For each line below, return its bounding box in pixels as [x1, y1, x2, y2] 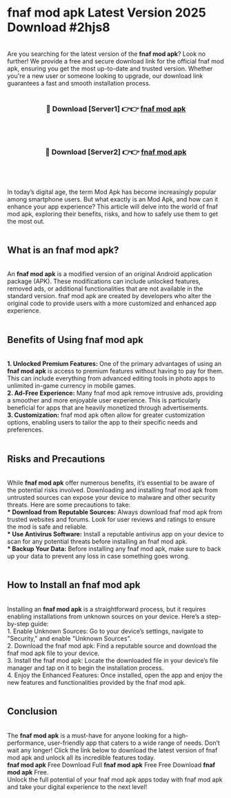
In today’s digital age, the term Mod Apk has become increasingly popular [7, 188, 217, 196]
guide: [30, 619, 49, 627]
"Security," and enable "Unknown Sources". [7, 634, 132, 643]
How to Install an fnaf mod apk [7, 579, 141, 591]
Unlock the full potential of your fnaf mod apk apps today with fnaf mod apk [7, 775, 223, 784]
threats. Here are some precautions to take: [7, 500, 131, 509]
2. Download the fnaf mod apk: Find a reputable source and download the [7, 641, 217, 650]
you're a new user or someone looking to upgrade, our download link [7, 71, 203, 80]
